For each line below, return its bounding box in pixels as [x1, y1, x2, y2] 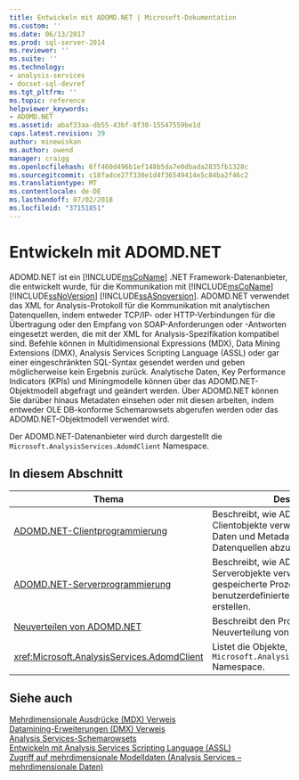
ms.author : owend [9, 145, 74, 154]
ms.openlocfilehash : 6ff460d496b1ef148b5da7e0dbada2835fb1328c [9, 162, 249, 171]
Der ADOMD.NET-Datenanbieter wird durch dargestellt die [9, 431, 222, 441]
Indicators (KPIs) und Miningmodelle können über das [9, 375, 206, 386]
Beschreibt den [212, 614, 276, 627]
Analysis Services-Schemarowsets [9, 733, 137, 744]
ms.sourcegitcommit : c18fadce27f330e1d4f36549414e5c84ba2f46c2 [9, 170, 249, 179]
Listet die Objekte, [212, 640, 287, 653]
